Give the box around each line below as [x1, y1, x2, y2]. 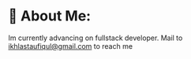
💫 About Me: [8, 7, 92, 25]
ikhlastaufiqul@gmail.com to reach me [8, 41, 133, 50]
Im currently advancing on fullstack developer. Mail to [8, 33, 183, 42]
